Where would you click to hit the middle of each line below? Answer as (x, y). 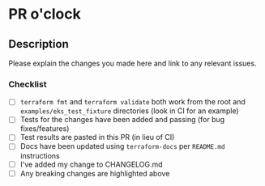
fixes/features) (45, 129)
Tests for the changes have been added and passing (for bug (122, 120)
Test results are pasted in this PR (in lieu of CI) (97, 137)
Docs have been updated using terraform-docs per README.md (122, 146)
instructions (40, 155)
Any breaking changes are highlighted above (95, 173)
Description (38, 44)
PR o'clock (45, 14)
